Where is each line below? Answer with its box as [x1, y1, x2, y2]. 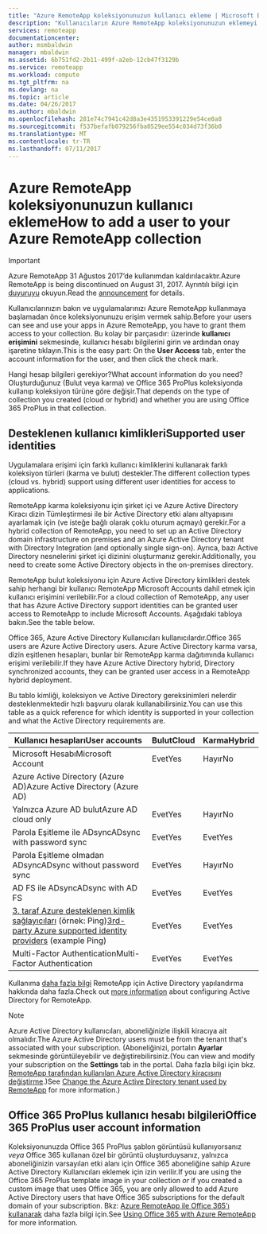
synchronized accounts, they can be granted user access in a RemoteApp [8, 667, 250, 677]
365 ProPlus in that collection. [8, 403, 106, 413]
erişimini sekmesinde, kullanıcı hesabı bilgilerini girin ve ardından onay [8, 337, 240, 347]
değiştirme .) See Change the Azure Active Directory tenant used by [8, 1077, 227, 1086]
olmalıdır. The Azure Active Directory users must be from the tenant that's [8, 1034, 248, 1044]
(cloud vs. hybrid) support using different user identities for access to [8, 477, 236, 487]
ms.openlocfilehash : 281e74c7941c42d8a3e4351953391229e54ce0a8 [8, 115, 222, 123]
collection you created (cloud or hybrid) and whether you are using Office [8, 395, 250, 405]
